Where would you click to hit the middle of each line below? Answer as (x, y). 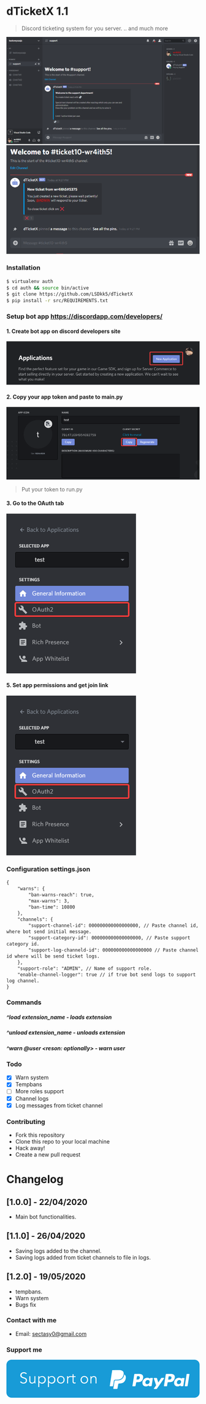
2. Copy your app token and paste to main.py (65, 397)
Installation (24, 268)
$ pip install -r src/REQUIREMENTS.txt (57, 301)
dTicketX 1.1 (37, 11)
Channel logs (32, 1098)
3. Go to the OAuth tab (35, 503)
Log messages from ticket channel (59, 1105)
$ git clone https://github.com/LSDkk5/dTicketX (70, 294)
